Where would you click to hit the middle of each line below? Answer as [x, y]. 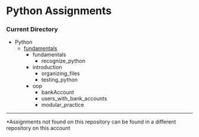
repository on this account [38, 128]
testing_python [60, 80]
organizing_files [60, 74]
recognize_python [63, 61]
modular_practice [62, 105]
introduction [47, 67]
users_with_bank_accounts [74, 99]
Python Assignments [59, 11]
